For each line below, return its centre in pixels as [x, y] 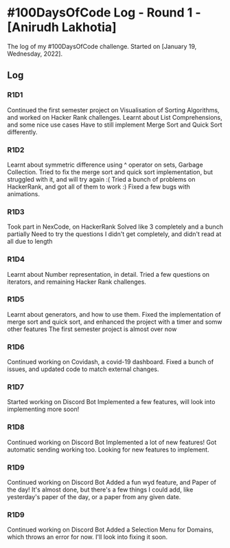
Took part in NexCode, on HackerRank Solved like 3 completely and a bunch [115, 227]
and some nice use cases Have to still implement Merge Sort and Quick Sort [115, 125]
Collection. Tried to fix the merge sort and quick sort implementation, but [110, 172]
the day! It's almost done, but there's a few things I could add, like [100, 489]
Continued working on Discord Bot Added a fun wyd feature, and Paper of [112, 482]
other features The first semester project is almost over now [92, 329]
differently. [22, 131]
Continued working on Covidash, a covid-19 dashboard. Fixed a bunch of [111, 362]
